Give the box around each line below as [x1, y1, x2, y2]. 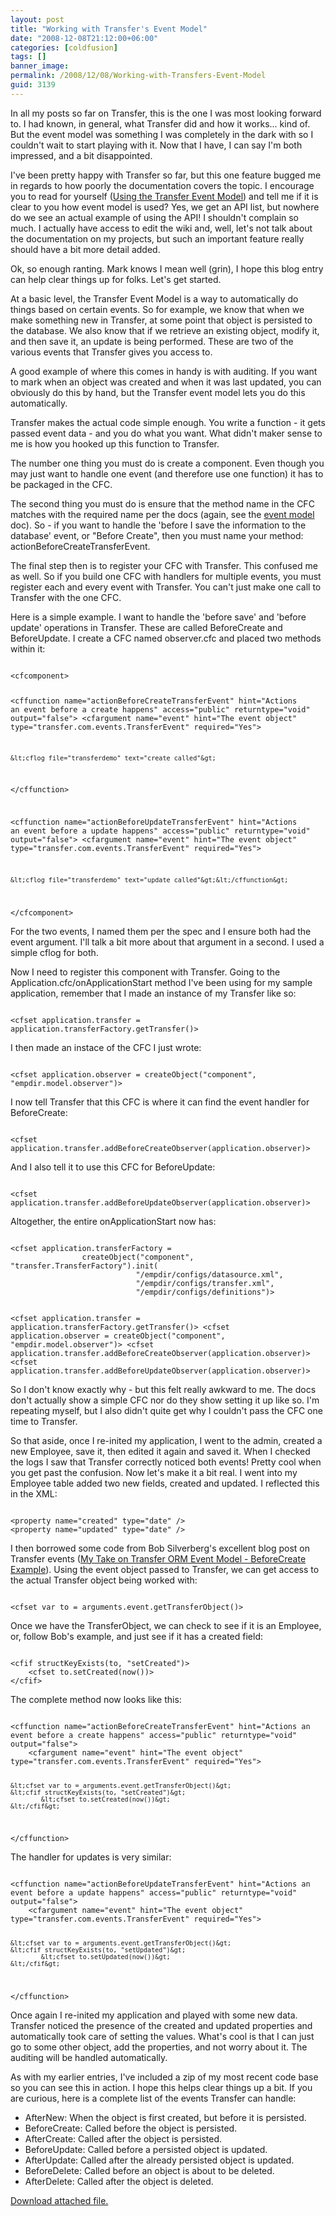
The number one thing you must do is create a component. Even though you [10, 457, 325, 469]
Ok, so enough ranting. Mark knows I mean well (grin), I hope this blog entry [10, 262, 324, 275]
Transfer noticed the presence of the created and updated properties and [10, 2020, 313, 2032]
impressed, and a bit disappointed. [10, 149, 153, 161]
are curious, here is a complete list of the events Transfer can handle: [10, 2092, 297, 2105]
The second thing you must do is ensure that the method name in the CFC [10, 497, 315, 510]
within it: [10, 642, 46, 655]
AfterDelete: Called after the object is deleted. [24, 2176, 214, 2188]
